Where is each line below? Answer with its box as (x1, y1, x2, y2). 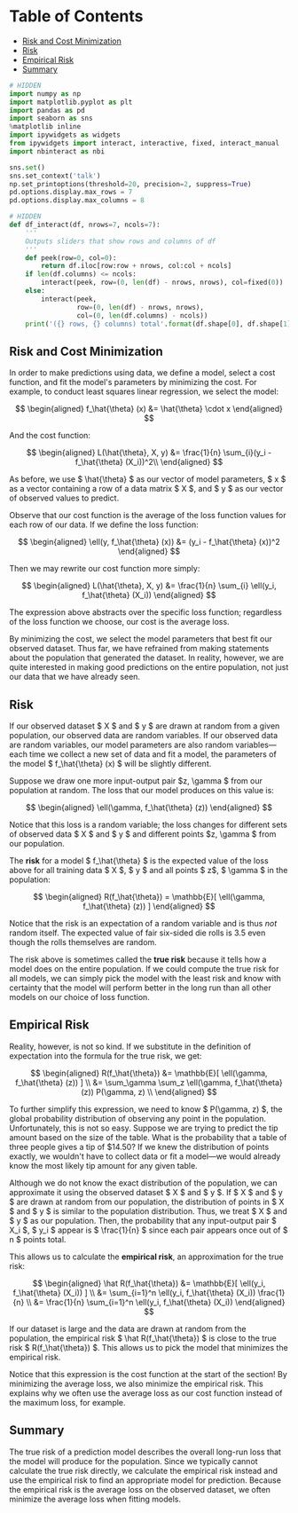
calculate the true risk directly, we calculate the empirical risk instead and (9, 1465, 278, 1476)
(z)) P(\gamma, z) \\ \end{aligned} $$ (81, 1086, 217, 1097)
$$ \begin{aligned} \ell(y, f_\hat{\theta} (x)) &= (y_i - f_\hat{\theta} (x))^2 (17, 537, 281, 548)
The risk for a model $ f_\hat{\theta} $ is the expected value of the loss (9, 855, 269, 866)
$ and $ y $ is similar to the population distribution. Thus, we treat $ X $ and (9, 1205, 287, 1217)
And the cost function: (9, 430, 91, 441)
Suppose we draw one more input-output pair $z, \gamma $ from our (9, 776, 263, 786)
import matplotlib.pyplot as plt (9, 98, 133, 106)
